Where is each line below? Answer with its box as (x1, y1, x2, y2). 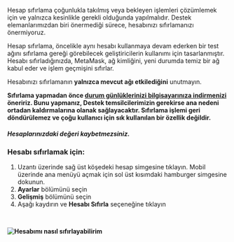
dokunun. (17, 178, 46, 186)
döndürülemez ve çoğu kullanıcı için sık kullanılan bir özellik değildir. (7, 113, 212, 122)
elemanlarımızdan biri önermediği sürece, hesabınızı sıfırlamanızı (7, 21, 194, 29)
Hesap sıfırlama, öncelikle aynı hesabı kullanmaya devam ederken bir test (7, 42, 219, 50)
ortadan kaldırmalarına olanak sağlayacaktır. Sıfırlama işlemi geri (7, 106, 201, 114)
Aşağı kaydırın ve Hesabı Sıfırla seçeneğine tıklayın (17, 199, 166, 208)
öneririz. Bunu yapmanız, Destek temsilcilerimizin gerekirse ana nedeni (7, 99, 219, 107)
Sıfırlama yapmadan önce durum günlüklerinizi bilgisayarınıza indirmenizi (7, 91, 227, 99)
